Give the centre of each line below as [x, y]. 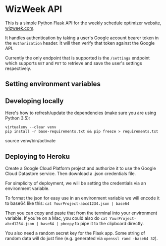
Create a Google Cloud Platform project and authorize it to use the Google [81, 168]
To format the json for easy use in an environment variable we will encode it [83, 198]
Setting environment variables [53, 84]
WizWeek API [34, 9]
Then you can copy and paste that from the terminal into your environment [81, 213]
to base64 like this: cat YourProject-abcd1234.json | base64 [67, 203]
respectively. [18, 68]
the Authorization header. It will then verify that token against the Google [80, 43]
